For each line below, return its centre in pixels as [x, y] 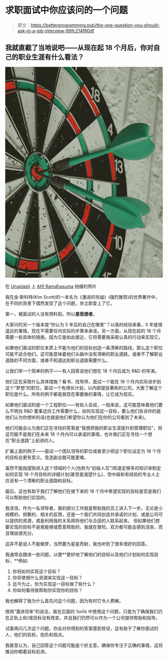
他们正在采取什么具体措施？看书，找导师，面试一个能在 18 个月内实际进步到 [83, 381]
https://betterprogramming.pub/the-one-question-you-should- [95, 25]
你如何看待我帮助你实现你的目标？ [47, 590]
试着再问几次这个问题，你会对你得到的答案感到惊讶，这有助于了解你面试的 [82, 628]
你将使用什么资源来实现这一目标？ [47, 577]
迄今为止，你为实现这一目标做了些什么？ [54, 584]
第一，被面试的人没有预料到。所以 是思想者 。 [51, 314]
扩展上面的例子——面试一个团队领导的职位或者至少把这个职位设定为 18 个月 [83, 451]
